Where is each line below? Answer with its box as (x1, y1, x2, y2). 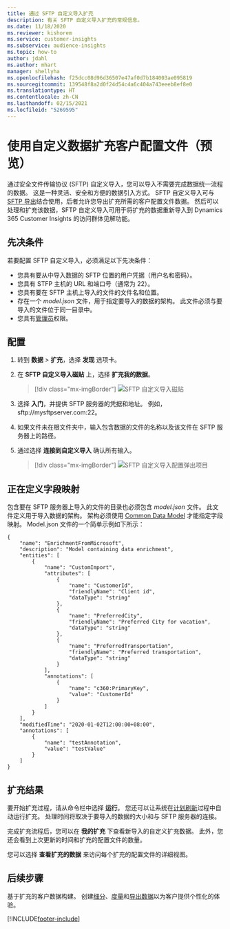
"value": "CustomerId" (68, 691, 134, 698)
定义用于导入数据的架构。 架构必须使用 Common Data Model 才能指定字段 (12, 512, 224, 520)
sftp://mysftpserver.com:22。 (17, 408, 101, 416)
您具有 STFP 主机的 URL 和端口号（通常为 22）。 (17, 279, 154, 287)
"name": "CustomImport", (43, 564, 116, 571)
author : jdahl (7, 55, 48, 62)
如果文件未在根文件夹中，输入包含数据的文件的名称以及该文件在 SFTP (17, 423, 216, 432)
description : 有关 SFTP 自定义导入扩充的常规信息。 (7, 17, 143, 23)
